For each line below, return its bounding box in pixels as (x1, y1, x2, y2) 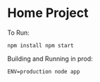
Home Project (7, 5, 89, 21)
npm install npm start (7, 42, 74, 49)
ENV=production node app (7, 68, 80, 75)
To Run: (7, 28, 30, 37)
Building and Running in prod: (7, 54, 93, 63)
